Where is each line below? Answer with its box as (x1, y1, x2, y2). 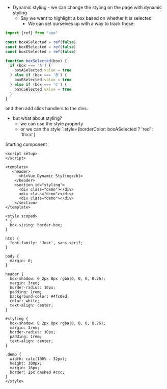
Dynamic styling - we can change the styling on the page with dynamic (12, 5, 162, 10)
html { (5, 236, 19, 241)
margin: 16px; (10, 366, 40, 371)
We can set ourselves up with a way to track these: (27, 20, 135, 27)
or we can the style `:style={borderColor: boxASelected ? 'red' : (20, 126, 154, 132)
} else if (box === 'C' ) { (10, 82, 67, 87)
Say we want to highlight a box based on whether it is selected (20, 15, 152, 21)
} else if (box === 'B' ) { (10, 72, 67, 78)
